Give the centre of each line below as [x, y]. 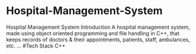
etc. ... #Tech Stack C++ [36, 46]
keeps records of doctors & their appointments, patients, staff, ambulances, [98, 39]
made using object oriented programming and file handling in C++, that [93, 33]
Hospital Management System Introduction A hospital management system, [98, 27]
